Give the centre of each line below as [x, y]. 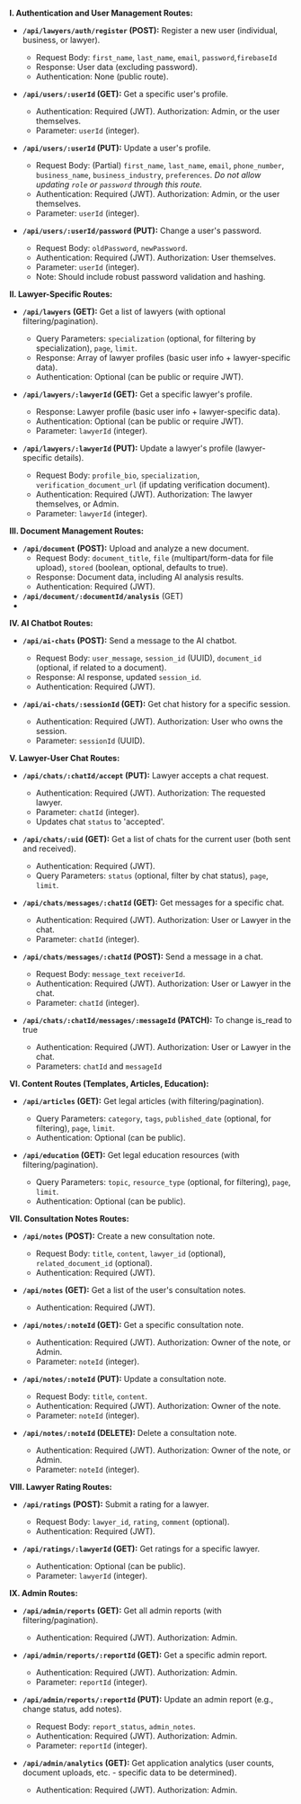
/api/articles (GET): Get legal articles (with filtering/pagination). [143, 1101]
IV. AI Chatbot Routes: [51, 623]
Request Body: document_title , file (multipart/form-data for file [155, 558]
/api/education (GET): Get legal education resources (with [131, 1155]
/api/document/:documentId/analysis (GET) [103, 596]
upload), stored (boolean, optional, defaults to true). [132, 567]
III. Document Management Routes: [76, 531]
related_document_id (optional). [94, 1263]
